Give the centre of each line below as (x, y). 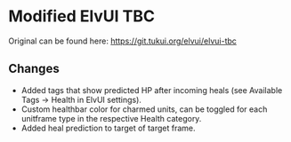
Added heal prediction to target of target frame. (109, 128)
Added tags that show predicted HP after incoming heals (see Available (152, 90)
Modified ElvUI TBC (82, 16)
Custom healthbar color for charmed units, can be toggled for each (144, 109)
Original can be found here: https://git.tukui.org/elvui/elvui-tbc (123, 41)
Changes (34, 69)
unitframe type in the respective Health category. (111, 118)
